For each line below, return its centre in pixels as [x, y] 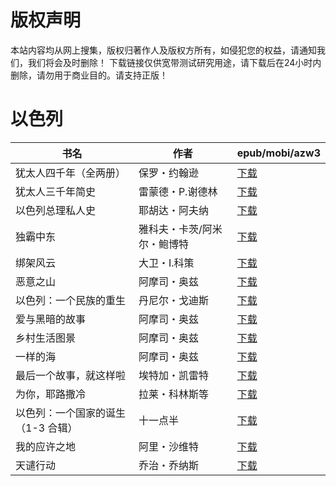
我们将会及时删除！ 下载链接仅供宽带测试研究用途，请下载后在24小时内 [174, 62]
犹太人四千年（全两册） [71, 173]
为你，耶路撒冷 [51, 394]
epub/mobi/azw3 [278, 153]
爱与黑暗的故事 [51, 319]
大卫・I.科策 [166, 263]
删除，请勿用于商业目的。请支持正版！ [89, 75]
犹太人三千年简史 [56, 191]
